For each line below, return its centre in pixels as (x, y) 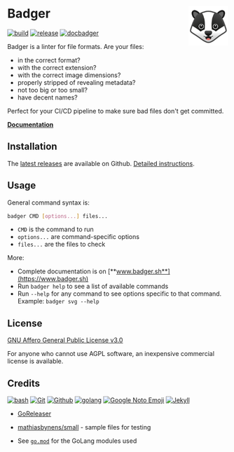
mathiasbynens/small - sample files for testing (84, 427)
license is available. (35, 361)
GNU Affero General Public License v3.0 (65, 340)
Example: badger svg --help (58, 301)
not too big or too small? (52, 90)
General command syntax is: (48, 203)
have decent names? (48, 97)
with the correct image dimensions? (69, 75)
